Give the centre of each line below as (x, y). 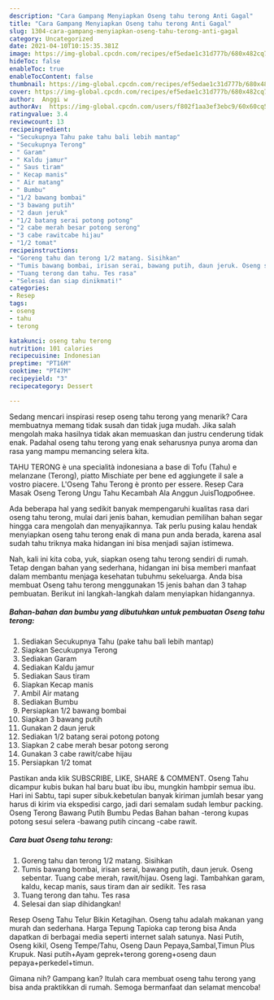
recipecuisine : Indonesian (55, 356)
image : (20, 54)
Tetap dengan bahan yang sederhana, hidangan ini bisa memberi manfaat (133, 567)
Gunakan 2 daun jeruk (58, 727)
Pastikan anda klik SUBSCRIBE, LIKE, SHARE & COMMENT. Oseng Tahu (129, 778)
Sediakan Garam (49, 658)
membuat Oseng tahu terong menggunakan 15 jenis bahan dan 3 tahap (128, 585)
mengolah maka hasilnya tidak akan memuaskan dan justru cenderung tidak (136, 434)
